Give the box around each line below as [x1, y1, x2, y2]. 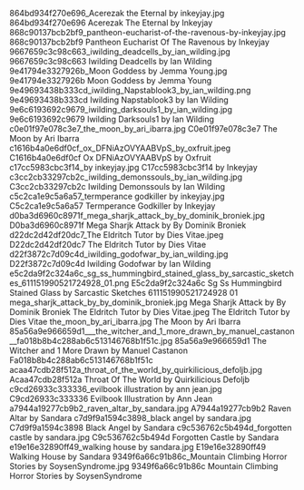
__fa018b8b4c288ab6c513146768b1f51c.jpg [9, 336, 173, 346]
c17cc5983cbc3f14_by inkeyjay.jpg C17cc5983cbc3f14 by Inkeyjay [9, 162, 259, 172]
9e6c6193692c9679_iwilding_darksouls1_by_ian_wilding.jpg [9, 104, 233, 114]
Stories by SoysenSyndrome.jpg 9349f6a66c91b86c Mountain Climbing [9, 461, 279, 471]
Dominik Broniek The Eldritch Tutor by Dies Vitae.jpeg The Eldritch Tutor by [9, 307, 290, 317]
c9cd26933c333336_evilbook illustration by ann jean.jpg [9, 384, 222, 394]
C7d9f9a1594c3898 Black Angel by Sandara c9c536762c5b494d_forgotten [9, 422, 292, 433]
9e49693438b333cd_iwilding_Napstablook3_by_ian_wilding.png [9, 85, 251, 95]
